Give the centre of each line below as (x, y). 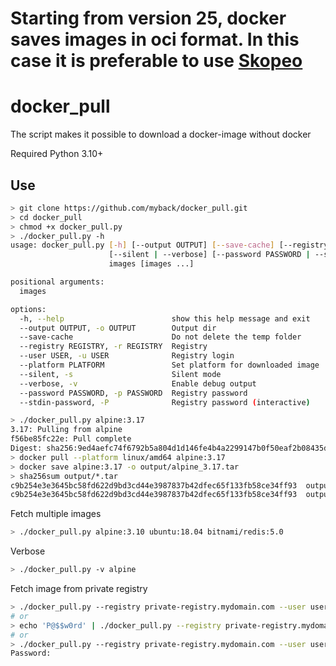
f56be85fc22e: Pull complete (71, 439)
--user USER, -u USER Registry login (127, 356)
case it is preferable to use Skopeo (156, 61)
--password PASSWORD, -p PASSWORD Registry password (133, 393)
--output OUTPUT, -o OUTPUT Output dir (118, 328)
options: (28, 309)
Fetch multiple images (56, 514)
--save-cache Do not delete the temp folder (160, 337)
